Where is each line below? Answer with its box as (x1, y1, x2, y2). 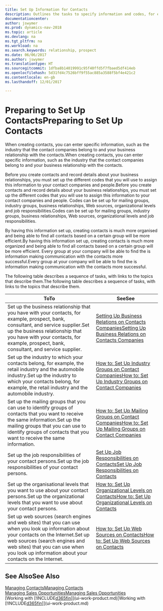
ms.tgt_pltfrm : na (5, 39, 42, 44)
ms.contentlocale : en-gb (5, 75, 55, 80)
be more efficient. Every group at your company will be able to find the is (5, 248, 151, 254)
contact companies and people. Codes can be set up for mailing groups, (5, 198, 150, 203)
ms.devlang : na (5, 35, 36, 39)
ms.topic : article (5, 30, 42, 35)
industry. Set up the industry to (7, 372, 77, 378)
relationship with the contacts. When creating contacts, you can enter (5, 152, 143, 158)
